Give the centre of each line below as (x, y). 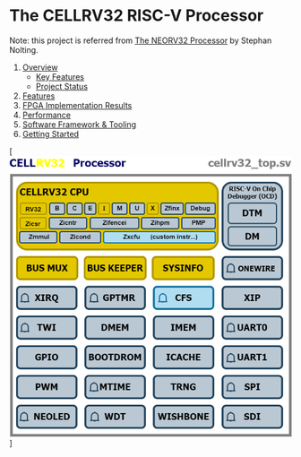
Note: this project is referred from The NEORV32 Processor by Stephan (141, 40)
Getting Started (50, 134)
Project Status (61, 86)
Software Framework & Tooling (79, 124)
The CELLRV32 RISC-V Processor (137, 16)
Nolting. (24, 49)
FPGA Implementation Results (77, 105)
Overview (40, 67)
